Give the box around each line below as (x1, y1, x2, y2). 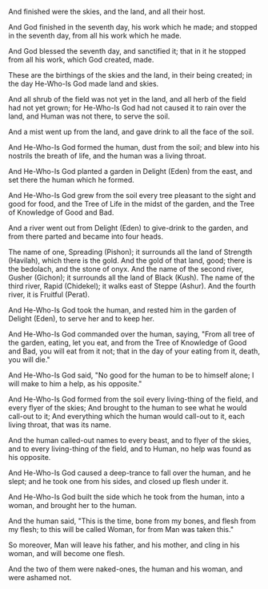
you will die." (8, 355, 50, 364)
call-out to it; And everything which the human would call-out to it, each (8, 412, 246, 421)
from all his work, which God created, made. (8, 55, 154, 64)
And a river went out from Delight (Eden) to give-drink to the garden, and (8, 224, 249, 232)
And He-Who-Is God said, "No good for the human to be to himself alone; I (8, 370, 254, 380)
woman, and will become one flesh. (8, 549, 126, 558)
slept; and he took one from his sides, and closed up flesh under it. (8, 477, 229, 486)
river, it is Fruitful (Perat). (8, 290, 90, 299)
